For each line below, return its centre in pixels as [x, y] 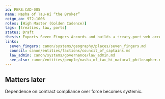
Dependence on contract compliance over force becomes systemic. [74, 92]
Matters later [25, 80]
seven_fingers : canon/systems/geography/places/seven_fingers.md [78, 46]
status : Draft [20, 32]
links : [12, 42]
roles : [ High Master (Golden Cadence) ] [46, 23]
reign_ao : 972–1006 [25, 19]
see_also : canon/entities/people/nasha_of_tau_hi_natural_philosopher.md [86, 60]
